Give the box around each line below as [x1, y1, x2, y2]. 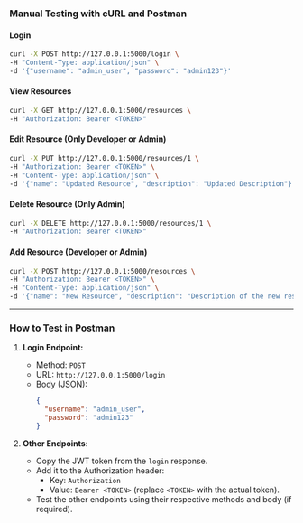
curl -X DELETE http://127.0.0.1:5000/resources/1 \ [9, 219, 212, 228]
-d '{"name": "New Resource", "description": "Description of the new [9, 292, 280, 301]
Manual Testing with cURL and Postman [9, 7, 188, 20]
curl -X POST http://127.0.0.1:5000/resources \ [9, 266, 196, 276]
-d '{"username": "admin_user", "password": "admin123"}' [9, 66, 232, 75]
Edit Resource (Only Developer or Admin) [9, 134, 167, 145]
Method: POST [35, 360, 86, 370]
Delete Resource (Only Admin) [9, 199, 125, 210]
